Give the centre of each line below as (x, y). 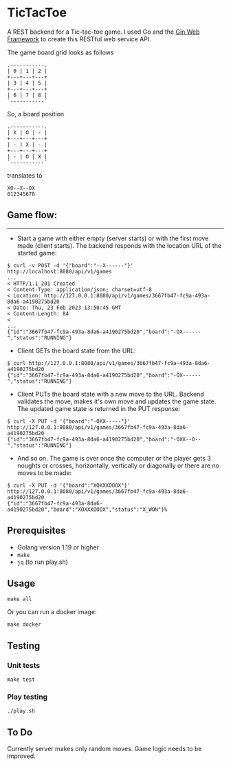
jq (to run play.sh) (43, 562)
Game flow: (32, 215)
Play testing (27, 697)
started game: (37, 253)
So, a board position (36, 114)
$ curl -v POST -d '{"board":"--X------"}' (70, 265)
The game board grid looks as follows (60, 52)
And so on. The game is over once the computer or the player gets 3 (114, 458)
